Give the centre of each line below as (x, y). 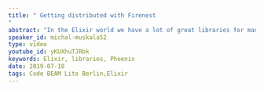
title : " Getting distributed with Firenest (82, 15)
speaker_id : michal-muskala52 (58, 37)
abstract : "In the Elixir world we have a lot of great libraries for (126, 30)
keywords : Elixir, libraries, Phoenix (71, 59)
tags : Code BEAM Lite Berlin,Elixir (68, 74)
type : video (27, 45)
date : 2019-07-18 (37, 67)
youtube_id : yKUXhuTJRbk (49, 52)
